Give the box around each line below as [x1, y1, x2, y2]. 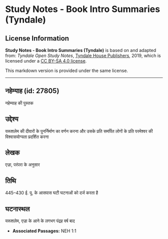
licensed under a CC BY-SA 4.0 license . [5, 58, 87, 63]
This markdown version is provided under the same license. [5, 67, 128, 73]
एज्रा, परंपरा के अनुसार [5, 161, 40, 168]
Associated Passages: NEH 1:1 [12, 228, 76, 234]
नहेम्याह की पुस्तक [5, 100, 33, 106]
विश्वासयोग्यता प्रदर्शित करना [5, 133, 49, 139]
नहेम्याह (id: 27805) [5, 86, 59, 95]
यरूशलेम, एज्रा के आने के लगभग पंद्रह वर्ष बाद [5, 218, 75, 224]
